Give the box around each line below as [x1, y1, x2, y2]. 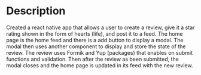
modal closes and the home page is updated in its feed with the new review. [6, 61, 193, 69]
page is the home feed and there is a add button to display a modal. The [6, 36, 184, 43]
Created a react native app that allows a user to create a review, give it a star [6, 24, 195, 31]
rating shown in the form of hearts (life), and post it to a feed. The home [6, 30, 183, 37]
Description [6, 4, 66, 18]
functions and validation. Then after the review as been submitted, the [6, 55, 179, 62]
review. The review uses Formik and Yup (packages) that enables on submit [6, 49, 193, 56]
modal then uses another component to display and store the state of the [6, 43, 186, 50]
